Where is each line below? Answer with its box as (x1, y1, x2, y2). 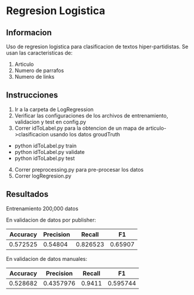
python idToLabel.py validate (14, 148, 85, 155)
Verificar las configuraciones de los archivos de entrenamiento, (14, 112, 169, 119)
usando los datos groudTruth (49, 130, 121, 138)
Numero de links (14, 73, 55, 80)
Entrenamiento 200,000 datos (6, 205, 79, 212)
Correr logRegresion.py (14, 172, 72, 179)
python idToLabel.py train (14, 142, 77, 149)
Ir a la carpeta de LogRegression (14, 106, 94, 113)
